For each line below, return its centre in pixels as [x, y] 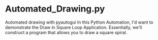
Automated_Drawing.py [55, 9]
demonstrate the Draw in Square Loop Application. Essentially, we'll [74, 27]
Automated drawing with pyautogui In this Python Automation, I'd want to [79, 22]
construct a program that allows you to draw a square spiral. [66, 32]
